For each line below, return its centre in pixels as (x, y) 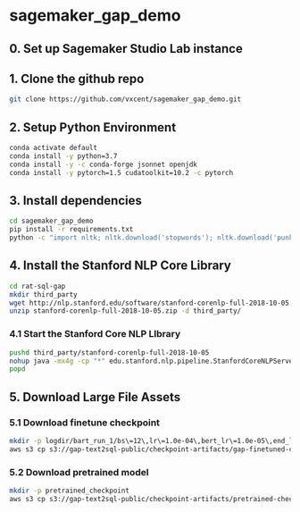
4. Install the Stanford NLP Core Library (121, 266)
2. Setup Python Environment (93, 127)
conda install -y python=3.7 (63, 156)
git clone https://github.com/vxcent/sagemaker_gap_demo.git (125, 99)
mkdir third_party (43, 294)
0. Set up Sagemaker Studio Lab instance (126, 49)
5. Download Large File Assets (95, 397)
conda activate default (54, 148)
